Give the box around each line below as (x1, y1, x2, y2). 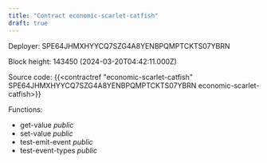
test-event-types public (19, 145, 98, 155)
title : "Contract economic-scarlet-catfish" (8, 11, 159, 20)
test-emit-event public (19, 137, 93, 146)
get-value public (19, 120, 74, 129)
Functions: (8, 105, 43, 114)
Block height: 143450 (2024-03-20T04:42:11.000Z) (8, 57, 177, 66)
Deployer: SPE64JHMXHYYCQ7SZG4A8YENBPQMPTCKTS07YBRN (8, 41, 230, 50)
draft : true (8, 19, 48, 27)
